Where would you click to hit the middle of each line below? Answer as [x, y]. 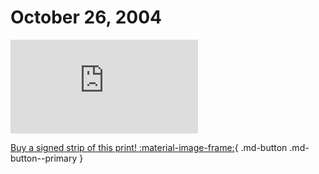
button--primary [44, 158]
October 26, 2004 [86, 17]
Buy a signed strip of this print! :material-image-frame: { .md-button [149, 147]
